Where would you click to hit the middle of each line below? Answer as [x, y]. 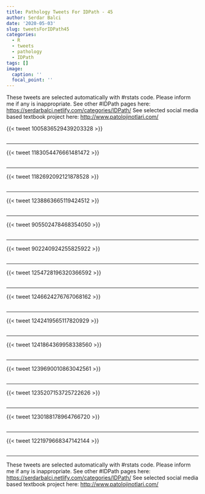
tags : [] [17, 63]
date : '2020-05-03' [31, 23]
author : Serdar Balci [34, 18]
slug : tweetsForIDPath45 [38, 29]
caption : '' [27, 74]
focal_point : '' [32, 80]
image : [15, 69]
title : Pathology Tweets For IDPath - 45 [60, 12]
